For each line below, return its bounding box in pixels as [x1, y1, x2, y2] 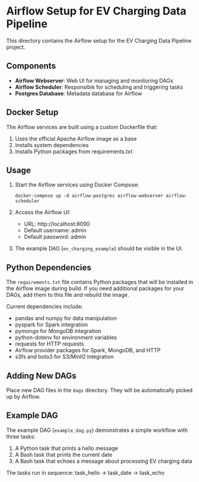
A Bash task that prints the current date [14, 451, 112, 458]
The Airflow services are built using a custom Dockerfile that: [6, 123, 158, 130]
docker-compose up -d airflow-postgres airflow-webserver [14, 193, 164, 199]
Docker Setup [6, 107, 59, 118]
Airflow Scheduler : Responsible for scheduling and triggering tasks [14, 83, 183, 90]
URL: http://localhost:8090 [23, 220, 90, 227]
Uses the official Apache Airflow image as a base [14, 135, 137, 142]
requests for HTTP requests [14, 340, 84, 347]
